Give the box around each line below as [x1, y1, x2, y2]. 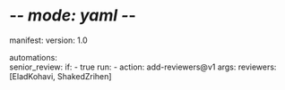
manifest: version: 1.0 [9, 35, 88, 45]
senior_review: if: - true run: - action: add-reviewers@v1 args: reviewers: [9, 61, 277, 72]
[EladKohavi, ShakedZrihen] [9, 70, 112, 81]
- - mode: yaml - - [9, 5, 136, 26]
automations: [9, 52, 58, 62]
